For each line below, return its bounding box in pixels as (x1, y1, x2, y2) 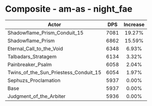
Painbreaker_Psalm (7, 61, 52, 68)
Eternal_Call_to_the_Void (7, 45, 63, 52)
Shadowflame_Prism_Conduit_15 (7, 29, 84, 36)
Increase (124, 21, 145, 28)
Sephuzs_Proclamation (7, 77, 61, 84)
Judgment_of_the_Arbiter (7, 93, 66, 100)
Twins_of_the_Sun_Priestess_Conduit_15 (7, 69, 101, 76)
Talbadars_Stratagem (7, 53, 57, 60)
